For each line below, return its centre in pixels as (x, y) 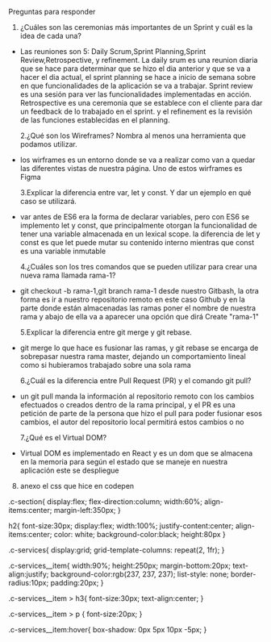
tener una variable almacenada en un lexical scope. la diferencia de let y (140, 234)
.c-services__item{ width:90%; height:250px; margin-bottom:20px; (120, 565)
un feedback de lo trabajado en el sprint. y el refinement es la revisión (136, 111)
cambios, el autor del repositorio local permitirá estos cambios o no (132, 422)
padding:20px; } (77, 583)
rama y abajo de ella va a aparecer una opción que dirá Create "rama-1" (140, 317)
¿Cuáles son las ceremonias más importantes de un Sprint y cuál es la (136, 27)
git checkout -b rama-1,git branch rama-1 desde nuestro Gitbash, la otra (140, 291)
